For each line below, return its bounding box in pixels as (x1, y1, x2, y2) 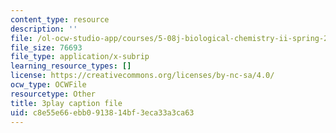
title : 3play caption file (10, 98, 123, 108)
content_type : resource (10, 14, 110, 25)
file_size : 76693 (10, 42, 83, 53)
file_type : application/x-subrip (10, 52, 150, 62)
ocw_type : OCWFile (10, 80, 87, 90)
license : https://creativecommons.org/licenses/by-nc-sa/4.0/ (10, 71, 275, 81)
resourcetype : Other (10, 89, 97, 99)
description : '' (10, 24, 78, 34)
